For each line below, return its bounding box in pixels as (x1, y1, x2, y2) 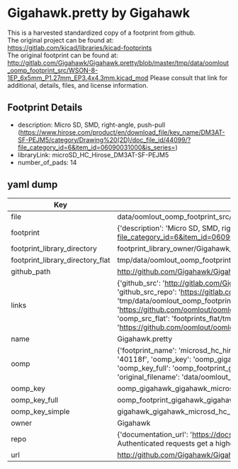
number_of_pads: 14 (17, 158, 77, 166)
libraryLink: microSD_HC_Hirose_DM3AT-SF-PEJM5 (17, 150, 169, 159)
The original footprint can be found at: (7, 51, 118, 60)
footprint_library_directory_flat (11, 255, 110, 265)
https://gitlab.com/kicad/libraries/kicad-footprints (7, 43, 152, 52)
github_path (11, 266, 51, 276)
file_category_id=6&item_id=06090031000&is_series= (17, 143, 176, 152)
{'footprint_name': (116, 345, 177, 355)
